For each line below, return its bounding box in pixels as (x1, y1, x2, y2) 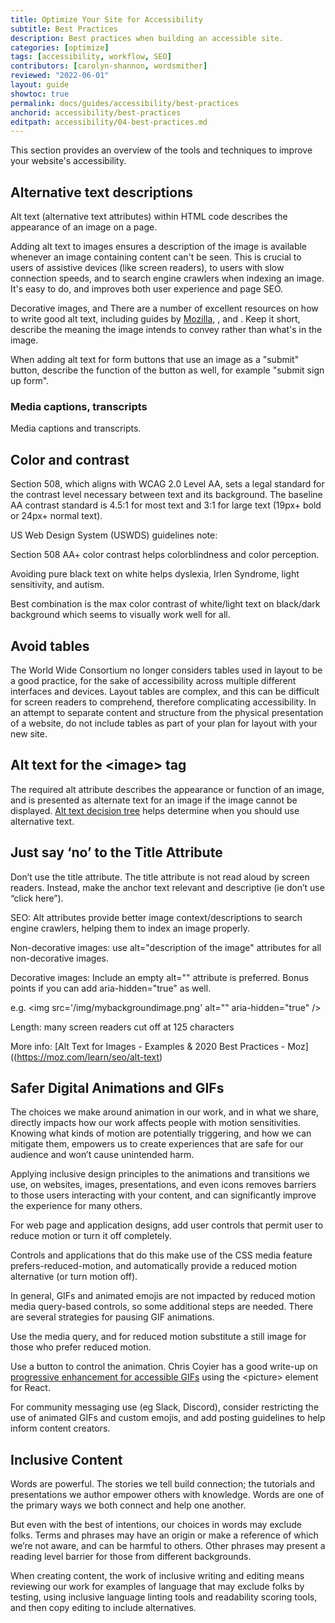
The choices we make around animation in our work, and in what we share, (10, 1106, 320, 1118)
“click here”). (10, 892, 64, 904)
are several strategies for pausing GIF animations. (10, 1311, 215, 1323)
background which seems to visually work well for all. (10, 609, 231, 621)
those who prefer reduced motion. (10, 1341, 152, 1353)
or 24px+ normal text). (10, 510, 103, 522)
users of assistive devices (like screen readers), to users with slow (10, 262, 285, 274)
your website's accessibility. (10, 155, 127, 167)
